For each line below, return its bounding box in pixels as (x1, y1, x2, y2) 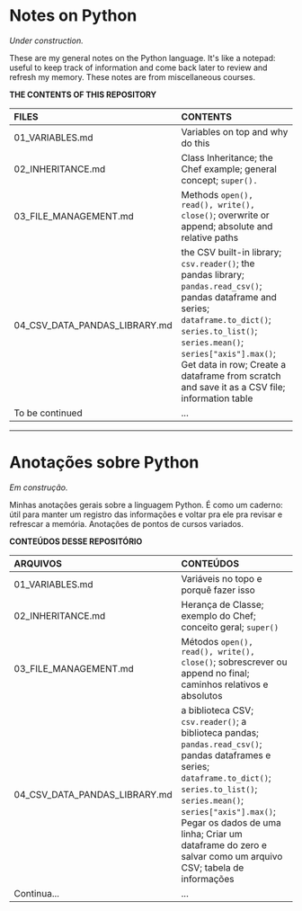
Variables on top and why (181, 125, 289, 138)
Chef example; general (181, 163, 277, 175)
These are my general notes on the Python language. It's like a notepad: (9, 52, 276, 63)
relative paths (181, 231, 239, 244)
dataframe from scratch (181, 370, 281, 382)
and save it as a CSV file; (181, 380, 286, 393)
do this (181, 137, 210, 149)
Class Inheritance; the (181, 151, 273, 164)
